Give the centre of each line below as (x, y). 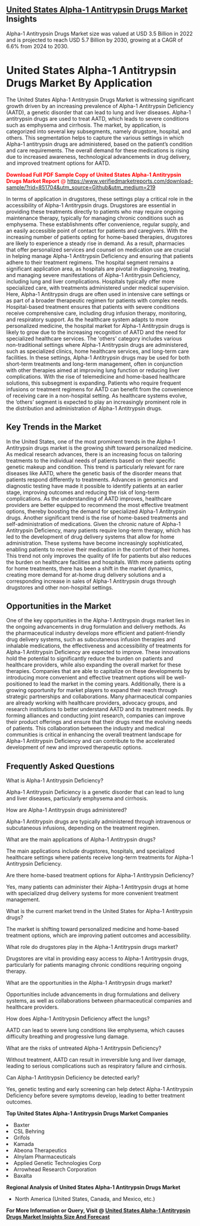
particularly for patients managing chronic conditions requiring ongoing (94, 965)
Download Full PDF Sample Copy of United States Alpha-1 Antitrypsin (94, 174)
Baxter (22, 1125)
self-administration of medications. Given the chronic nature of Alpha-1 (93, 524)
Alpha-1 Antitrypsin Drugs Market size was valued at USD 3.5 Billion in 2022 (99, 33)
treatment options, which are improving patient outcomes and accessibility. (99, 935)
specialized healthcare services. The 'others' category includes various (94, 338)
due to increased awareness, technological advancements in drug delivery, (99, 156)
